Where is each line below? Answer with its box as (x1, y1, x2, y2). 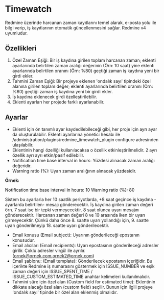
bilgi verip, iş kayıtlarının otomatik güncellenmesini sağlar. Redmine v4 (5, 25, 146, 30)
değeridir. (12, 163, 32, 169)
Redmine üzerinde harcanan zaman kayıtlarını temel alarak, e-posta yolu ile (5, 20, 157, 25)
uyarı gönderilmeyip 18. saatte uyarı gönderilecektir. (5, 222, 110, 228)
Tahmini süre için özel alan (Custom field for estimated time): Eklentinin (12, 278, 156, 285)
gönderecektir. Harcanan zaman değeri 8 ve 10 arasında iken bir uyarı (5, 212, 145, 218)
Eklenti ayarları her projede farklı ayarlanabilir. (12, 99, 105, 105)
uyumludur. (5, 30, 28, 36)
